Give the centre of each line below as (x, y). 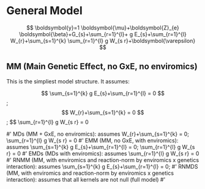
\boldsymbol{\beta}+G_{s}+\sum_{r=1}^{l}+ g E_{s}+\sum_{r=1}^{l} (103, 34)
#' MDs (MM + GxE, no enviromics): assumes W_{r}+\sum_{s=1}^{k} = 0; (98, 134)
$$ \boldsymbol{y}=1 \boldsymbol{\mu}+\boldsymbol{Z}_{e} (103, 28)
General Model (44, 11)
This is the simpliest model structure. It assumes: (68, 81)
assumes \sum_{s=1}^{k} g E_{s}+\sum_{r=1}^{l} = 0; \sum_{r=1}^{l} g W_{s (101, 147)
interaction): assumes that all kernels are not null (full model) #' (86, 179)
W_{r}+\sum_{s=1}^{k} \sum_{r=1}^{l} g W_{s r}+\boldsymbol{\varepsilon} (103, 40)
